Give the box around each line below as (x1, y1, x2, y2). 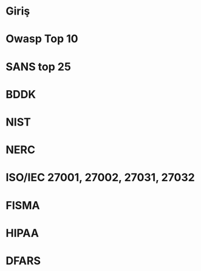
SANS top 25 (5, 59, 71, 73)
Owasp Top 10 (5, 32, 78, 46)
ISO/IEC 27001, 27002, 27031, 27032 (5, 171, 195, 184)
